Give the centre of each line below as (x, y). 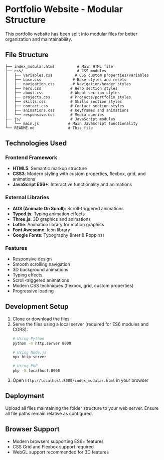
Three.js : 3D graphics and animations (52, 219)
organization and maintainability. (39, 39)
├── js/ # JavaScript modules (60, 119)
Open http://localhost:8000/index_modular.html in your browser (80, 380)
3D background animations (40, 270)
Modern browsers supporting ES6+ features (58, 441)
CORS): (20, 329)
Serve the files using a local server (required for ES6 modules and (80, 324)
